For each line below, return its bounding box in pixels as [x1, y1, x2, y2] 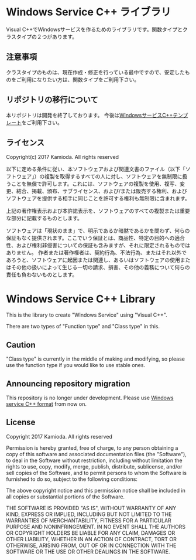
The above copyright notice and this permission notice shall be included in [6, 487, 185, 494]
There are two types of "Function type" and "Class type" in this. [6, 323, 160, 330]
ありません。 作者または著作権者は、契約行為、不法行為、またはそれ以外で [6, 249, 187, 256]
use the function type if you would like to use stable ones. [6, 362, 145, 369]
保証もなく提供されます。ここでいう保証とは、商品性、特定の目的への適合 [6, 235, 185, 242]
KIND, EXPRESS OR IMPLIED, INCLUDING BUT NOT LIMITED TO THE [6, 511, 172, 518]
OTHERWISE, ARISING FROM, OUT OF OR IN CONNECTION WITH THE [6, 542, 177, 549]
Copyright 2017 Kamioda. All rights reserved [6, 433, 112, 440]
